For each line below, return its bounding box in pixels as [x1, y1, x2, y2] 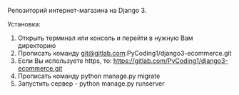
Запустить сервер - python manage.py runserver [17, 79, 165, 88]
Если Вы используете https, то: [17, 56, 112, 65]
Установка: [7, 20, 41, 28]
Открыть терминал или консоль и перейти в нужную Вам [17, 34, 194, 42]
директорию [17, 41, 56, 49]
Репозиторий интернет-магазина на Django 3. [7, 6, 147, 14]
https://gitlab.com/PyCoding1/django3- [113, 56, 228, 65]
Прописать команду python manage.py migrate [17, 71, 161, 80]
